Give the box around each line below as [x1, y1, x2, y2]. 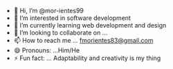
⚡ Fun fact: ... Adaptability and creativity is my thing [13, 54, 161, 62]
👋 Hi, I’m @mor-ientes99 [13, 7, 84, 14]
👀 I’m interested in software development [13, 14, 131, 22]
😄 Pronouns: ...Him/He [13, 46, 80, 55]
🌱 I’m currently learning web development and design [13, 21, 167, 29]
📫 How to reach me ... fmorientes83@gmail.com [13, 37, 154, 44]
